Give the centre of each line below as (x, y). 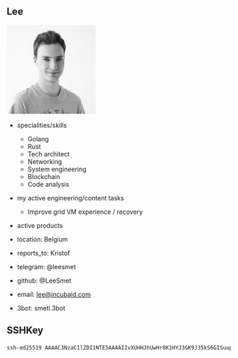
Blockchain (44, 176)
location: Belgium (42, 239)
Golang (38, 139)
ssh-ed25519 (24, 347)
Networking (45, 161)
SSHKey (25, 331)
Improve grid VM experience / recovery (85, 212)
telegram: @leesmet (46, 266)
